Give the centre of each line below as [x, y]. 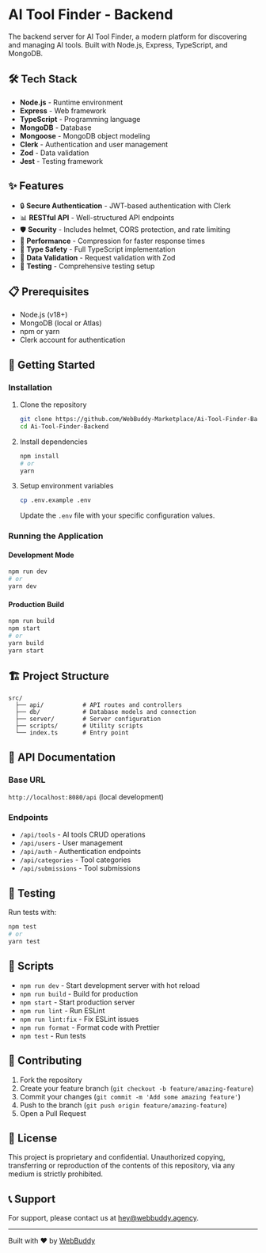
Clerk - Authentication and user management [94, 144]
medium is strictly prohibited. [56, 1174]
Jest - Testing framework [61, 161]
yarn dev [23, 587]
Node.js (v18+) [44, 315]
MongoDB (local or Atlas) [61, 323]
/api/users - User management [71, 843]
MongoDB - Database [55, 127]
